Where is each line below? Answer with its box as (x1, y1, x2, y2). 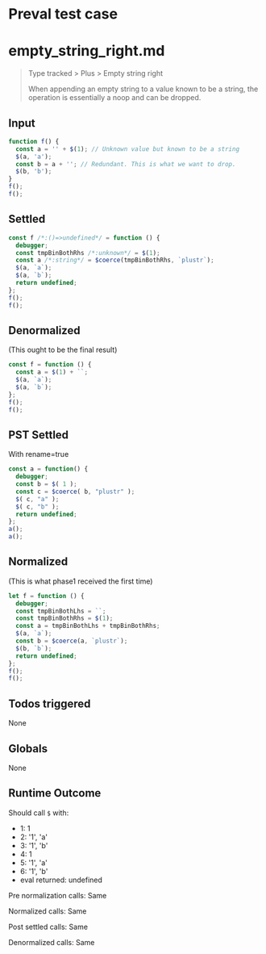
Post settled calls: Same (8, 922, 89, 931)
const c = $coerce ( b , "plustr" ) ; (15, 487, 135, 496)
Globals (8, 742, 48, 755)
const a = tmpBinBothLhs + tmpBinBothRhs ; (15, 622, 160, 630)
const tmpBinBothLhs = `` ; (15, 607, 106, 615)
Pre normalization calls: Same (8, 890, 107, 900)
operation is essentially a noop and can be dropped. (27, 93, 202, 103)
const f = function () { (8, 361, 92, 369)
